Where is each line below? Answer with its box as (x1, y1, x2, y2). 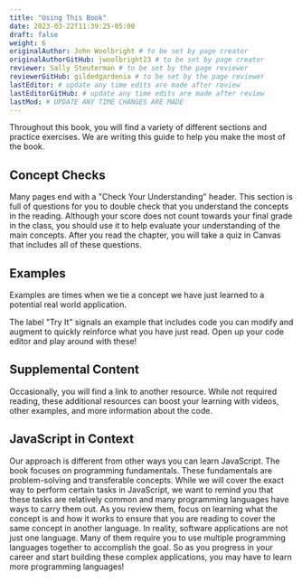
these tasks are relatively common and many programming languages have (9, 493, 289, 504)
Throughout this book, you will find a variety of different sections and (9, 122, 268, 133)
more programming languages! (9, 561, 125, 572)
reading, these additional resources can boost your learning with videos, (9, 395, 279, 407)
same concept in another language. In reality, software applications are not (9, 522, 288, 533)
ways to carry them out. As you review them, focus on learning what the (9, 503, 278, 514)
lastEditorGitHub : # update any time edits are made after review (9, 89, 265, 98)
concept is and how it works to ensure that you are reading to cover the (9, 512, 276, 524)
